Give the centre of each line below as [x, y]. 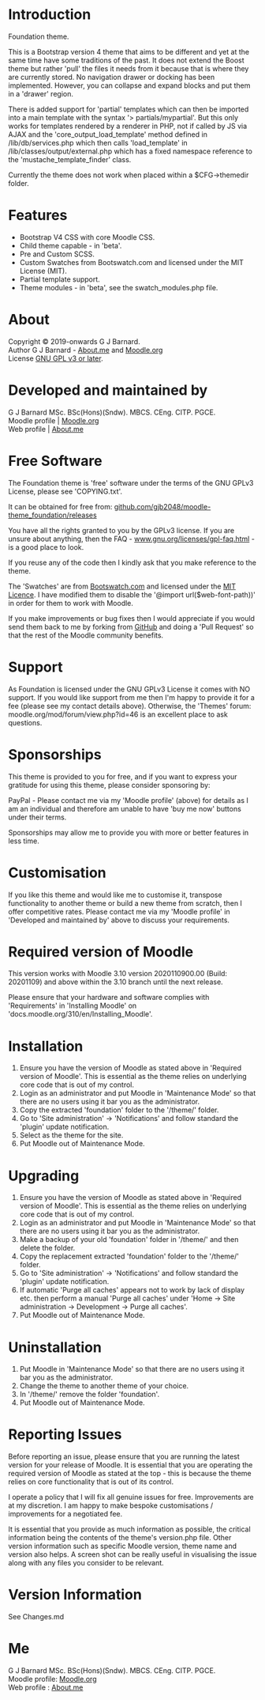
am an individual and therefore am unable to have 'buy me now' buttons [125, 808]
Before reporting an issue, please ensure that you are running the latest [124, 1456]
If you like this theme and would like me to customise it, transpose [115, 895]
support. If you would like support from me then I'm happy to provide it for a [131, 697]
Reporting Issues [65, 1435]
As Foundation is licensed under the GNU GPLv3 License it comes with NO [129, 689]
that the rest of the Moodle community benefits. [86, 635]
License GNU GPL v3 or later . [56, 358]
